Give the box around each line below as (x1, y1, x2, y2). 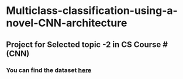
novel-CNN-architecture (6, 16, 127, 30)
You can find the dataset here (6, 66, 92, 74)
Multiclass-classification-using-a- (6, 4, 178, 17)
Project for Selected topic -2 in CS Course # (6, 39, 168, 49)
